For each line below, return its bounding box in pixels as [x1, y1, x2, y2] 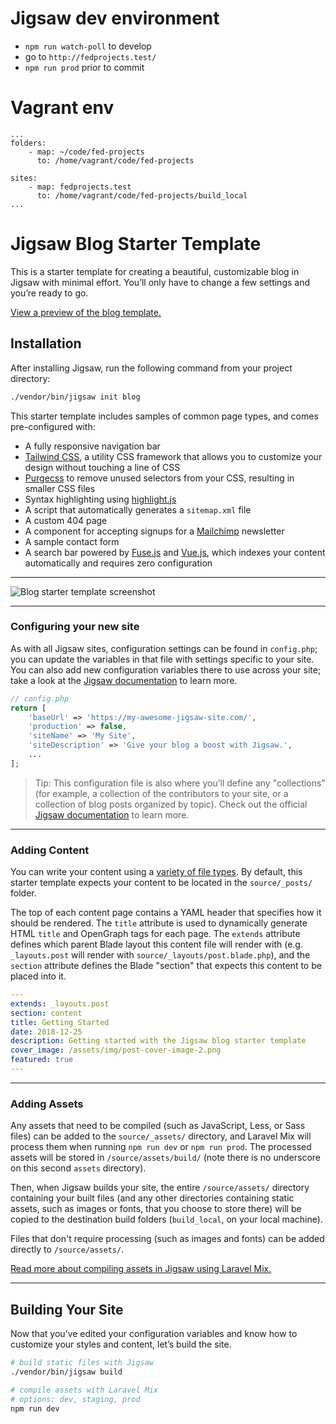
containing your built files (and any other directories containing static [10, 1192, 295, 1204]
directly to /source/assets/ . [10, 1243, 125, 1256]
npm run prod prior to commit [24, 61, 145, 73]
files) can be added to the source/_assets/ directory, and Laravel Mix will [10, 1130, 312, 1142]
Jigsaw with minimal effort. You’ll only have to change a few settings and [10, 276, 310, 288]
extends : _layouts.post [10, 998, 110, 1009]
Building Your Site [10, 1301, 124, 1318]
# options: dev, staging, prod [10, 1394, 141, 1404]
